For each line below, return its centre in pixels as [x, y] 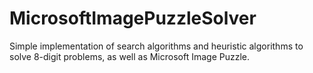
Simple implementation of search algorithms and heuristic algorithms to [156, 46]
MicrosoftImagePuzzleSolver [133, 18]
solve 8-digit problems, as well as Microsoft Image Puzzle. [130, 56]
